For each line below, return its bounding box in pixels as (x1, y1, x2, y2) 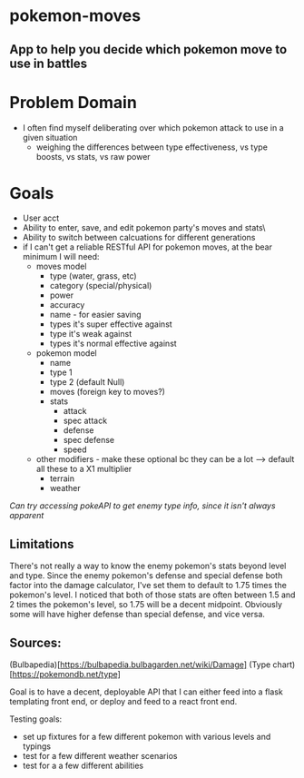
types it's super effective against (49, 319, 172, 330)
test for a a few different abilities (22, 760, 144, 772)
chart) (272, 659, 296, 670)
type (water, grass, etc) (49, 271, 138, 281)
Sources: (9, 635, 62, 650)
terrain (49, 473, 75, 484)
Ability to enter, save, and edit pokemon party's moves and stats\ (22, 222, 266, 233)
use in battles (9, 55, 88, 71)
